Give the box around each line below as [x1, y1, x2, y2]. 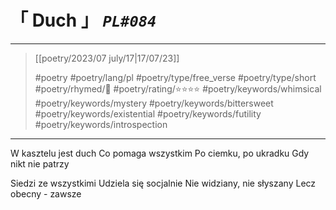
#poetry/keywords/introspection [34, 118, 168, 130]
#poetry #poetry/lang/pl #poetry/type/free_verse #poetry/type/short [34, 71, 317, 83]
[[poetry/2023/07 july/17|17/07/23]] [34, 52, 180, 64]
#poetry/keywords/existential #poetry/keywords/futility [34, 107, 262, 120]
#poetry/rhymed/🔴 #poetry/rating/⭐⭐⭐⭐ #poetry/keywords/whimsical [34, 82, 322, 95]
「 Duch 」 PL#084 [10, 9, 157, 32]
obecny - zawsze [10, 187, 82, 200]
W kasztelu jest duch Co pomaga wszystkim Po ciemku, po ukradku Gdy [10, 147, 310, 159]
